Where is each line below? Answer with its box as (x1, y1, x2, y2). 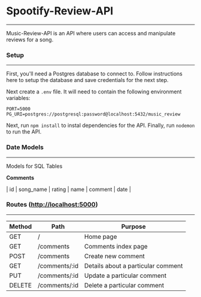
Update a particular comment (84, 271, 167, 280)
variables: (6, 95, 31, 102)
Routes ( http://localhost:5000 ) (6, 201, 98, 209)
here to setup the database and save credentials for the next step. (6, 77, 169, 84)
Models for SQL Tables (6, 162, 63, 169)
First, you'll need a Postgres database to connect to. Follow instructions (6, 70, 182, 77)
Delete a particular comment (84, 281, 165, 289)
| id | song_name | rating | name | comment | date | (6, 186, 132, 193)
